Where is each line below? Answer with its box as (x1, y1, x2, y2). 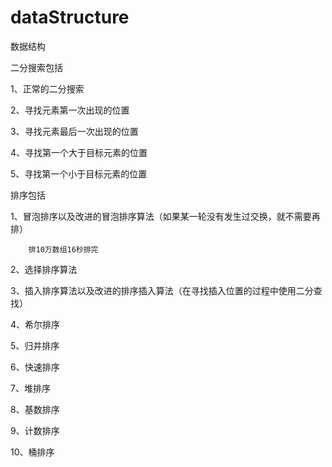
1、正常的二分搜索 (10, 82, 85, 95)
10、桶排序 (10, 446, 55, 458)
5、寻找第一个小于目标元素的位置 (10, 167, 148, 180)
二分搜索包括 (10, 61, 63, 73)
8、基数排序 (10, 403, 60, 415)
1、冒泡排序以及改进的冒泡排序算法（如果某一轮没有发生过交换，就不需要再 (10, 210, 321, 222)
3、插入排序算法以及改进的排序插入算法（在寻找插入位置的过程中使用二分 (10, 284, 314, 296)
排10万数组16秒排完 (28, 244, 99, 255)
